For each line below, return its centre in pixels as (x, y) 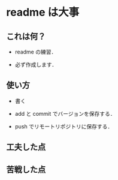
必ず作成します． (36, 64)
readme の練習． (36, 52)
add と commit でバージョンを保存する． (65, 113)
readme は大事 (43, 12)
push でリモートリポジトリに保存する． (64, 126)
